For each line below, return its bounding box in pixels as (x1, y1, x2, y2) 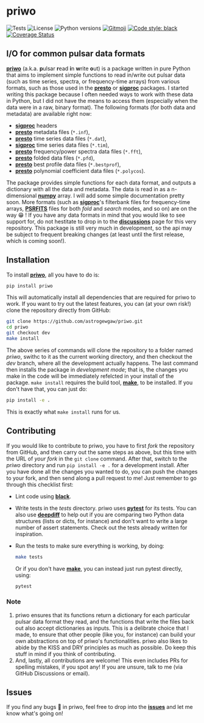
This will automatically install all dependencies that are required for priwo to (6, 294, 196, 301)
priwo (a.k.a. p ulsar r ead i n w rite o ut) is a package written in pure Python (6, 65, 191, 72)
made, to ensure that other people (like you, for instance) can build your (15, 630, 196, 638)
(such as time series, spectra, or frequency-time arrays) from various (6, 77, 180, 85)
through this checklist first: (6, 481, 74, 488)
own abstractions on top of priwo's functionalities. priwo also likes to (15, 637, 188, 644)
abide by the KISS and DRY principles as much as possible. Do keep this (15, 644, 197, 651)
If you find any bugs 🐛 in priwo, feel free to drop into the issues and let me (6, 704, 193, 711)
